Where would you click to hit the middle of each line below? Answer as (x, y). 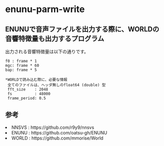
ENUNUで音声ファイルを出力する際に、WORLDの (82, 29)
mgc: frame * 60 (22, 65)
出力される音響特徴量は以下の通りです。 (47, 52)
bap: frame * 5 (21, 70)
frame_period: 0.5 (27, 98)
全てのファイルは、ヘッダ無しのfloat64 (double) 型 (57, 85)
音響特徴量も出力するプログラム (55, 39)
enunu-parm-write (45, 9)
